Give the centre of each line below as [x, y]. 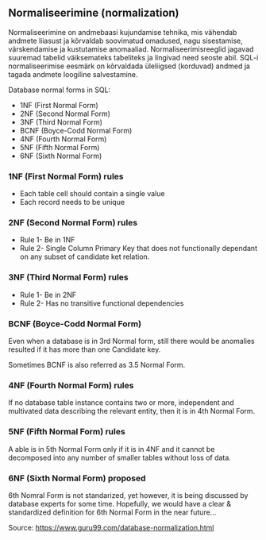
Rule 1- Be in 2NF [48, 295]
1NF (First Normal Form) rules [66, 176]
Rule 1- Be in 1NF [47, 240]
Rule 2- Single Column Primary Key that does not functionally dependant [139, 249]
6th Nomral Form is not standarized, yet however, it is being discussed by [128, 495]
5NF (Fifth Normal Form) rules [67, 432]
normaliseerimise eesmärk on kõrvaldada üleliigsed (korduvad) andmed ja [129, 66]
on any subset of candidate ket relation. [85, 256]
